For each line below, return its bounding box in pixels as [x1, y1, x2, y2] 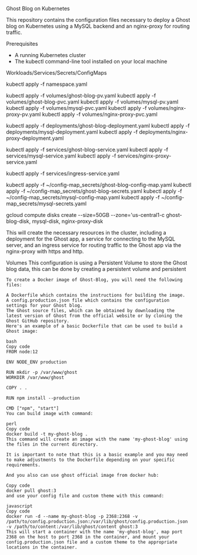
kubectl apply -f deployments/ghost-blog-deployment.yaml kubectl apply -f [6, 122, 190, 129]
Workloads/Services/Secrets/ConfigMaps [6, 69, 107, 76]
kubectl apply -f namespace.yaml [6, 81, 88, 88]
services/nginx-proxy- [117, 152, 172, 159]
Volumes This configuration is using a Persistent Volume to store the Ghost [6, 259, 188, 266]
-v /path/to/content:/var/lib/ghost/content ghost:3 [6, 524, 138, 530]
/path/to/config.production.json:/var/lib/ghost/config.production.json [6, 519, 188, 524]
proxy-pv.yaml [6, 111, 41, 118]
